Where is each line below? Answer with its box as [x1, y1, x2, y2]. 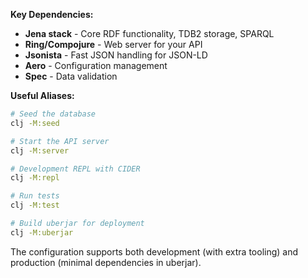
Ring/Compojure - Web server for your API [24, 39, 203, 50]
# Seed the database [10, 109, 97, 119]
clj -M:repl [10, 173, 60, 183]
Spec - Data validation [24, 70, 118, 82]
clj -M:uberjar [10, 227, 74, 238]
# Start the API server [10, 136, 110, 146]
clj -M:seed [10, 118, 60, 128]
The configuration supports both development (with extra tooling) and [10, 245, 299, 258]
